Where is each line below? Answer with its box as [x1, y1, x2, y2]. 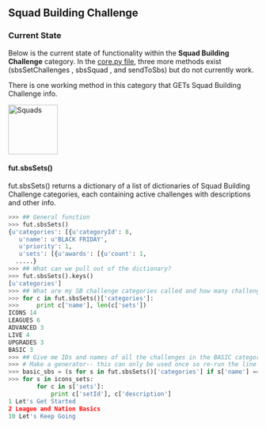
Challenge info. [8, 89, 58, 98]
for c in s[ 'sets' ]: [36, 383, 104, 391]
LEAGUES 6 [8, 316, 41, 324]
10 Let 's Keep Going [8, 412, 77, 420]
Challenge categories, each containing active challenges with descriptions [8, 189, 251, 199]
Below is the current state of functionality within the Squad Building [8, 48, 230, 58]
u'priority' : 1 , [18, 243, 73, 250]
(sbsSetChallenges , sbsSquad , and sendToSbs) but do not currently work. [8, 65, 255, 75]
